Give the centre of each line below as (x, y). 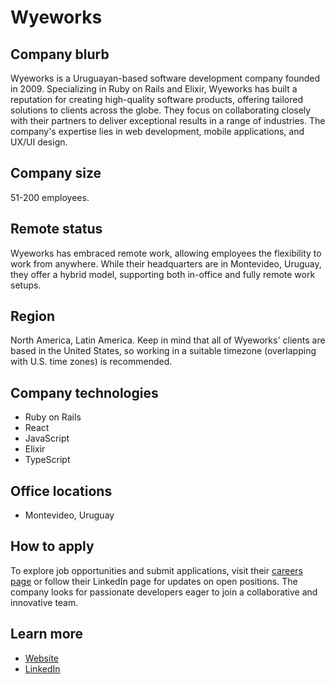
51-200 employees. (50, 197)
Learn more (47, 634)
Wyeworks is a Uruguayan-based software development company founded (165, 78)
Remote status (56, 229)
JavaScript (47, 438)
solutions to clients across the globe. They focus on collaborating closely (161, 110)
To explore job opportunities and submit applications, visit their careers (157, 570)
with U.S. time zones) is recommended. (91, 362)
